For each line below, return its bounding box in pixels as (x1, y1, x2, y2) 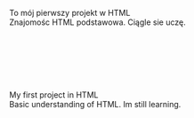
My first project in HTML (9, 89, 99, 100)
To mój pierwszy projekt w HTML (9, 8, 131, 18)
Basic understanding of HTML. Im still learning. (9, 98, 182, 109)
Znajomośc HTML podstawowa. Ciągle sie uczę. (9, 17, 186, 28)
